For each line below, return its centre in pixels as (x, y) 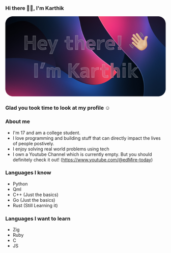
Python (20, 184)
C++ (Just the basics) (35, 195)
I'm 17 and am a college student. (46, 133)
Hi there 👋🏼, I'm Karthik (35, 8)
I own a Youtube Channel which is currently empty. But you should (82, 154)
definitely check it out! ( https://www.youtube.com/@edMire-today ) (83, 160)
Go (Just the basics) (34, 200)
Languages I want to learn (38, 218)
